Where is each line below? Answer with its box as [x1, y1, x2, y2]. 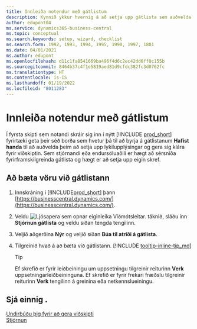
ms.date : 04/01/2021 [6, 47, 57, 53]
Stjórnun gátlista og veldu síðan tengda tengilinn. [14, 219, 136, 226]
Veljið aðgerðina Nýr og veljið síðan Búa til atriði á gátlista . [14, 230, 157, 237]
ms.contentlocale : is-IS [6, 75, 67, 80]
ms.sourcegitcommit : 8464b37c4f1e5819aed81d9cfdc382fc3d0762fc [6, 63, 165, 70]
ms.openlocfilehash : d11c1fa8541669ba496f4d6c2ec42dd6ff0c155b [6, 58, 165, 64]
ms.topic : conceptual [6, 31, 60, 37]
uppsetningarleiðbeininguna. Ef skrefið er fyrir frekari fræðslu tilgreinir [14, 271, 185, 278]
